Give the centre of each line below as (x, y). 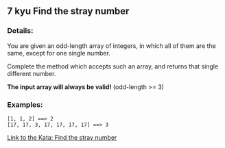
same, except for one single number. (59, 53)
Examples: (25, 104)
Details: (20, 31)
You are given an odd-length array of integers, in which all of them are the (111, 46)
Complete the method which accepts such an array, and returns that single (113, 66)
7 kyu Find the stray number (68, 11)
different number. (32, 73)
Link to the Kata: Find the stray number (62, 137)
